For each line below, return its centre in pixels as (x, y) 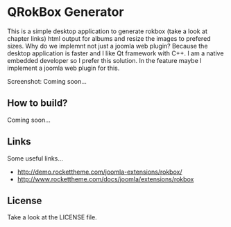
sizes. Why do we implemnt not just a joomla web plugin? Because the (108, 46)
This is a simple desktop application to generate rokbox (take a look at (108, 31)
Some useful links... (35, 158)
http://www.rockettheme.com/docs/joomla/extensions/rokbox (105, 179)
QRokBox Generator (66, 12)
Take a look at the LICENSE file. (52, 217)
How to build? (37, 103)
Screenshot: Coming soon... (47, 81)
